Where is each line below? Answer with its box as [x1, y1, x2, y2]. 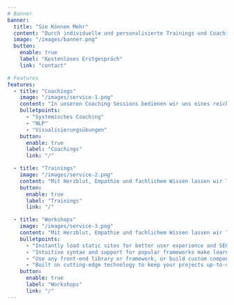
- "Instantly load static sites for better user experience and [25, 242, 217, 249]
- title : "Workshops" [13, 217, 77, 224]
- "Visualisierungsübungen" [25, 126, 108, 133]
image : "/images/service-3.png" [19, 223, 114, 230]
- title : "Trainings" [13, 165, 77, 172]
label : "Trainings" [25, 197, 82, 204]
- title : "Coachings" [13, 88, 77, 95]
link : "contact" [19, 62, 68, 69]
